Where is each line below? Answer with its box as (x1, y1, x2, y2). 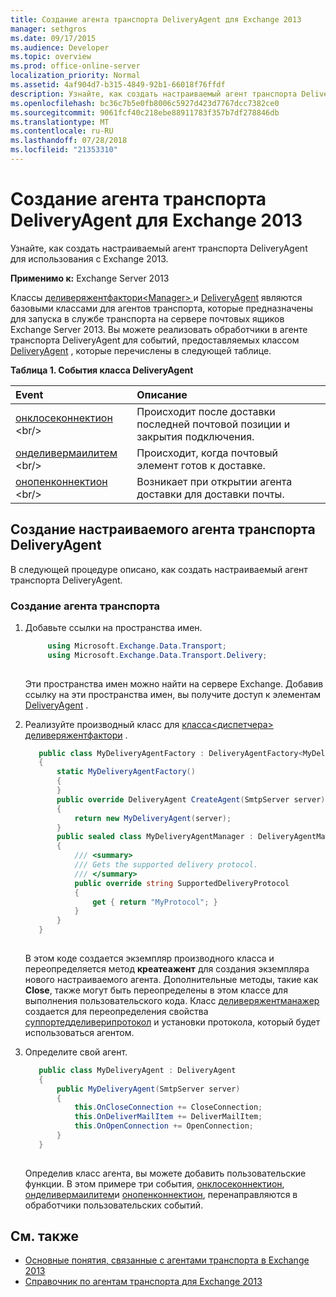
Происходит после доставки (136, 404, 276, 418)
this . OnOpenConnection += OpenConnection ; (74, 1121, 254, 1131)
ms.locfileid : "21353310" (10, 145, 118, 155)
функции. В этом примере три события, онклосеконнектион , (24, 1177, 285, 1190)
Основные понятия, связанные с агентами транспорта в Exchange (24, 1254, 310, 1266)
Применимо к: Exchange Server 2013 (10, 272, 170, 284)
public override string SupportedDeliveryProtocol (74, 878, 290, 888)
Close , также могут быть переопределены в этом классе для (24, 984, 288, 996)
